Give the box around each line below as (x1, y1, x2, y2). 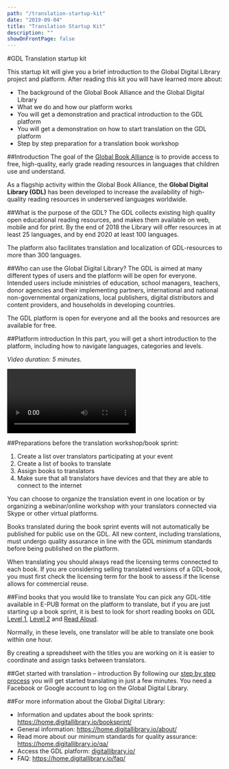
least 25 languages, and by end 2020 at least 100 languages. (7, 231, 180, 239)
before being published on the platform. (7, 544, 120, 553)
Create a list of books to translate (16, 459, 112, 468)
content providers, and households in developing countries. (7, 301, 176, 309)
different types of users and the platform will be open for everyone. (7, 272, 197, 280)
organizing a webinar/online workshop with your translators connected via (7, 502, 217, 510)
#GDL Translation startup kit (7, 54, 87, 62)
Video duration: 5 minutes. (7, 355, 82, 364)
